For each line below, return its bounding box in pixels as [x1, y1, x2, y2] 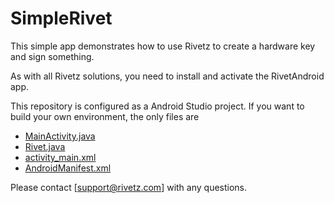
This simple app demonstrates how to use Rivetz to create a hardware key [10, 40, 316, 52]
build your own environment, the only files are [10, 110, 200, 122]
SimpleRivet [10, 7, 113, 30]
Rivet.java [24, 140, 66, 152]
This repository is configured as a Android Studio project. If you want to [10, 100, 305, 112]
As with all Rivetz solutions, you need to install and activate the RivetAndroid [10, 70, 325, 82]
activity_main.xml [24, 151, 97, 163]
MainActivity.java [24, 130, 96, 142]
